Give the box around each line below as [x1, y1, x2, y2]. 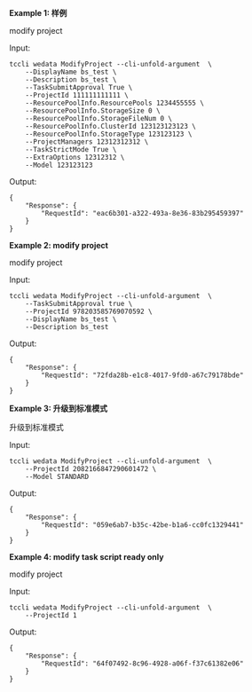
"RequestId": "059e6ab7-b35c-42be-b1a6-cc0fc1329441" [41, 521, 244, 530]
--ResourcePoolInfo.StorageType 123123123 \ [25, 130, 193, 138]
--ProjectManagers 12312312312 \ [25, 138, 149, 146]
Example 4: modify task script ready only [9, 552, 164, 562]
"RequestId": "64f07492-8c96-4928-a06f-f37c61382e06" [41, 659, 244, 668]
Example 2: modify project [9, 240, 109, 250]
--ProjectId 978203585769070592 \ [25, 307, 153, 316]
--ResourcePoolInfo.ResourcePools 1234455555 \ [25, 98, 204, 107]
